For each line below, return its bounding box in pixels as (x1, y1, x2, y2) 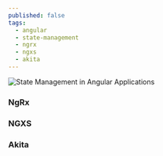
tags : (8, 19, 26, 27)
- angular (15, 26, 47, 34)
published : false (8, 11, 65, 20)
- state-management (15, 33, 80, 42)
